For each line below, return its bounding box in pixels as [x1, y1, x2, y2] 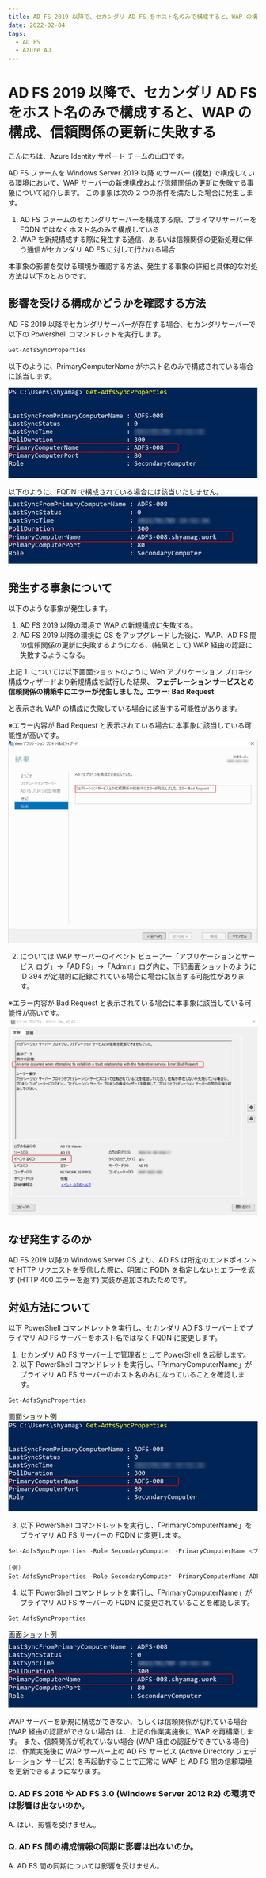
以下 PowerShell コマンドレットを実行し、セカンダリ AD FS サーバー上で [8, 1323, 247, 1333]
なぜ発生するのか [8, 1232, 92, 1246]
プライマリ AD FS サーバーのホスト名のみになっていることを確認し [19, 1369, 238, 1380]
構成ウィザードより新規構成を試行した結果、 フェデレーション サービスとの [8, 677, 255, 686]
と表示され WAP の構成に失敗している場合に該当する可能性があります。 [8, 704, 242, 713]
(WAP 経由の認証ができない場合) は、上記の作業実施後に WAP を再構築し [8, 1726, 247, 1737]
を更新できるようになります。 [8, 1766, 105, 1776]
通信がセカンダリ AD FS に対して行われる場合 [26, 244, 176, 254]
